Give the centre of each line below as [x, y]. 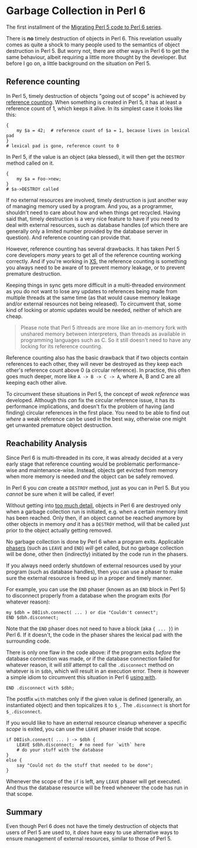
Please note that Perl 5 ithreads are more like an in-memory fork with [104, 327]
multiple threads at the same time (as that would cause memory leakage [93, 297]
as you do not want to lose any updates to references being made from [92, 291]
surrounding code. [28, 641]
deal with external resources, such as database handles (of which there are [97, 225]
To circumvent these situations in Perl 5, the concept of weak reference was [98, 394]
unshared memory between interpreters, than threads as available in [103, 334]
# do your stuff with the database [60, 750]
